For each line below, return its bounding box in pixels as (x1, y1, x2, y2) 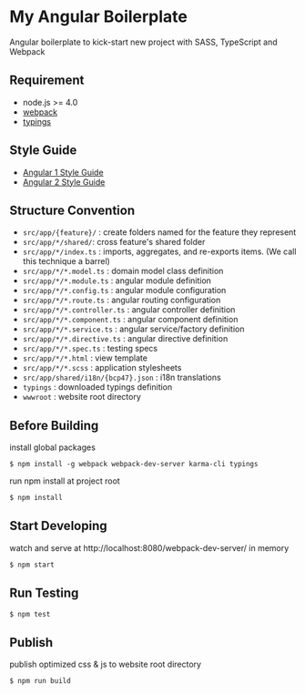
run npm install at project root (9, 475, 120, 486)
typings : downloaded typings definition (22, 382, 173, 393)
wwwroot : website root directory (22, 392, 141, 403)
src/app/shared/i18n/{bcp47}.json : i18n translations (22, 372, 221, 383)
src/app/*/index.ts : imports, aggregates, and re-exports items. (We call (22, 246, 297, 257)
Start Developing (9, 518, 107, 534)
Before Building (9, 417, 99, 434)
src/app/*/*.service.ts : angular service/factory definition (22, 323, 245, 334)
